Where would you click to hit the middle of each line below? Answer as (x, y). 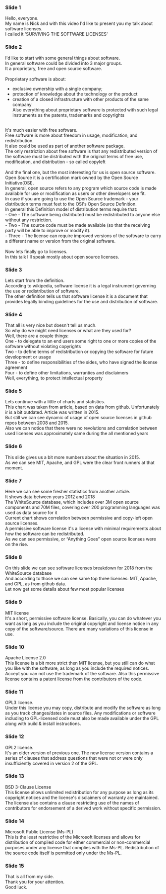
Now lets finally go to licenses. (36, 251)
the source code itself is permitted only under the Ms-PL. (64, 853)
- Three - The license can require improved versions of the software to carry (83, 236)
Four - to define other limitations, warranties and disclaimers (67, 373)
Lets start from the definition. (35, 280)
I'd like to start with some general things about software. (63, 58)
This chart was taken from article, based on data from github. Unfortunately (82, 407)
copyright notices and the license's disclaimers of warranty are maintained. (82, 798)
